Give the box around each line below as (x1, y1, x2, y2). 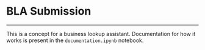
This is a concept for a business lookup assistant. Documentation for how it (6, 30, 196, 37)
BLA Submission (6, 4, 92, 18)
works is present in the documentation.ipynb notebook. (6, 37, 144, 44)
